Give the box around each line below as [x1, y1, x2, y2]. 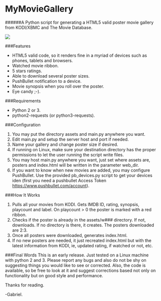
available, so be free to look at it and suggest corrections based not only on [5, 268, 156, 273]
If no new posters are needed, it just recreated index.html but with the [12, 238, 152, 243]
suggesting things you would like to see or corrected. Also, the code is [5, 262, 146, 268]
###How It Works [5, 192, 40, 198]
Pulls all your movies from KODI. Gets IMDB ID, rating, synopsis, [12, 201, 140, 207]
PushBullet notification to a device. [12, 78, 81, 84]
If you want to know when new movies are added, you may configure [12, 167, 150, 173]
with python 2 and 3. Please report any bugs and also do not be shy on [5, 257, 146, 263]
